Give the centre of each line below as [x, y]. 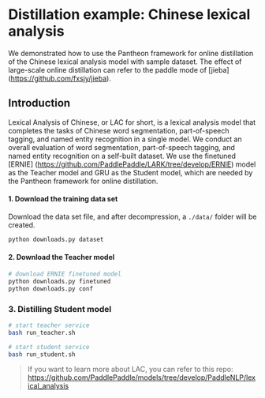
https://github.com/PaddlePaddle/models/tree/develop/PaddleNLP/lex [142, 377]
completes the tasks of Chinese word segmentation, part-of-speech [119, 130]
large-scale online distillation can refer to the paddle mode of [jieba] [119, 69]
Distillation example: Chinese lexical [129, 15]
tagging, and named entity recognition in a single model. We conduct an [125, 139]
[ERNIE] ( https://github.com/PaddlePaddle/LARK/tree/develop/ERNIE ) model [132, 164]
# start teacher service [49, 325]
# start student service [49, 347]
